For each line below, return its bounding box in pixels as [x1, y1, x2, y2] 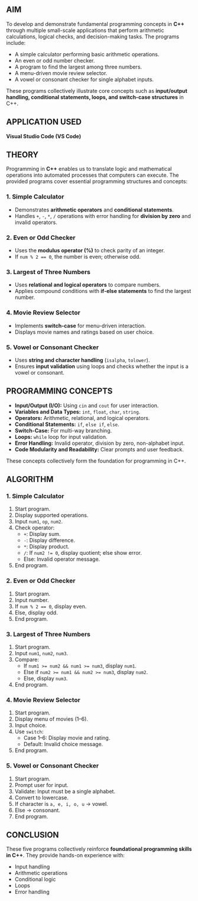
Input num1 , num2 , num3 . [14, 650, 69, 657]
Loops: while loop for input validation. [14, 433, 108, 440]
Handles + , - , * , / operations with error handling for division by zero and [14, 212, 191, 219]
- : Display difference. [23, 537, 76, 544]
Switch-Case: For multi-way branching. [14, 427, 112, 434]
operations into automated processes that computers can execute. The [6, 171, 179, 179]
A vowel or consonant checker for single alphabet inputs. [14, 76, 154, 83]
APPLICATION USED [6, 117, 82, 127]
